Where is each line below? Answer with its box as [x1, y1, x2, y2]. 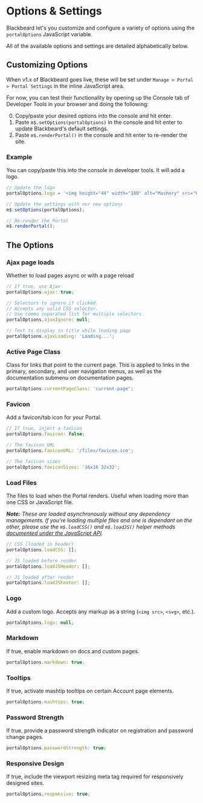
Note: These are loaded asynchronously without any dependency [6, 510, 171, 517]
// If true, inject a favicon [6, 426, 83, 432]
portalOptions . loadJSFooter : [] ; [6, 580, 91, 586]
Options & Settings [6, 4, 103, 18]
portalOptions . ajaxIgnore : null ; [6, 317, 91, 323]
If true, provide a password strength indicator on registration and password [6, 727, 193, 734]
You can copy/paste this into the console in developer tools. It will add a [6, 167, 185, 174]
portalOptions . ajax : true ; [6, 289, 74, 295]
